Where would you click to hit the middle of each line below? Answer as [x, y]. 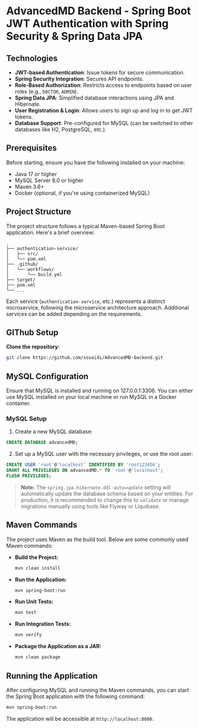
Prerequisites [31, 148]
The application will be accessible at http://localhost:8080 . [80, 718]
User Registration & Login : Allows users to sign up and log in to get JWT [104, 110]
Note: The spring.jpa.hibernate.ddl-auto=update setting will [96, 487]
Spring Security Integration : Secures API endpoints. [79, 79]
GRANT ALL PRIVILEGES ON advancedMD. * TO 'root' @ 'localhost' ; [85, 471]
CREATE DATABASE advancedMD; [42, 443]
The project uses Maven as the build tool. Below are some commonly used [97, 539]
